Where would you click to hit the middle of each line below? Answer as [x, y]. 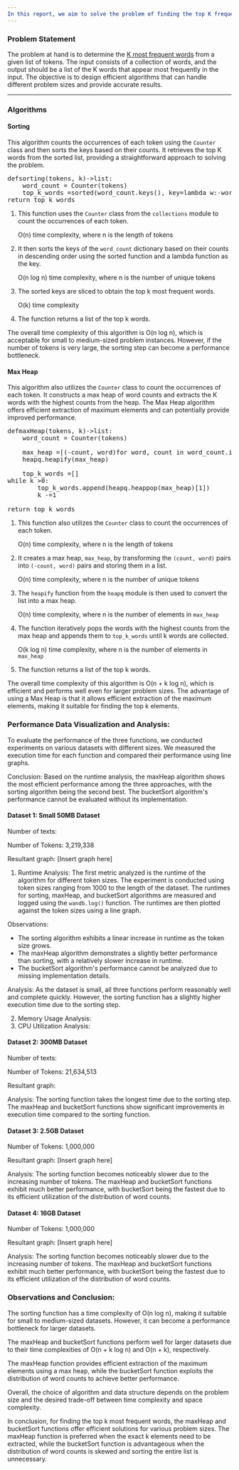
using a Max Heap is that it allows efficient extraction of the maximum [110, 698]
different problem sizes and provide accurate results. [85, 84]
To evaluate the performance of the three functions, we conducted [105, 740]
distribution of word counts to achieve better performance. [94, 1378]
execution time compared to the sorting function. [79, 1114]
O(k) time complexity [48, 305]
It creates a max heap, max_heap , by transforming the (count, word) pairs [124, 558]
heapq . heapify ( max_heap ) [65, 460]
